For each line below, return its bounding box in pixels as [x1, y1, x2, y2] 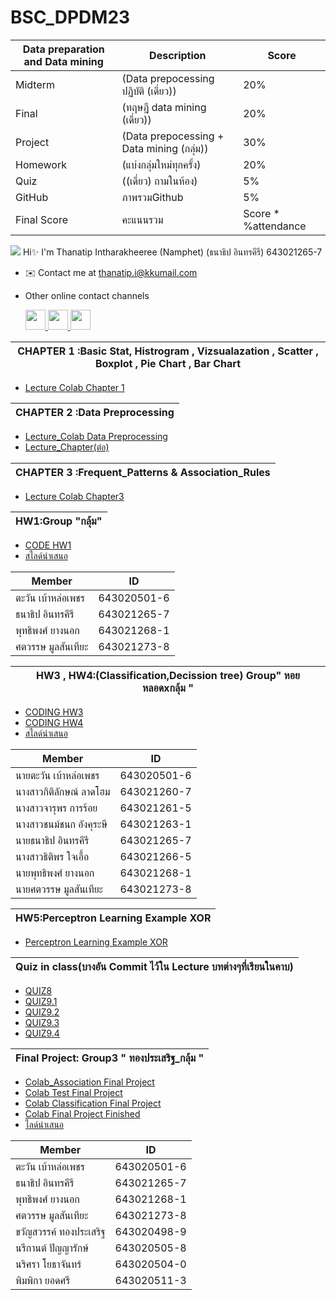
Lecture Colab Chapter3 [24, 490, 125, 502]
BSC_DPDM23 [10, 6, 131, 29]
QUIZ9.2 [24, 1006, 60, 1018]
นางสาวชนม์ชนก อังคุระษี [15, 817, 108, 831]
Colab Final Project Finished [24, 1107, 141, 1120]
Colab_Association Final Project [24, 1076, 155, 1088]
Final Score [15, 212, 69, 226]
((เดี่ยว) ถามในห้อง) [121, 174, 198, 188]
